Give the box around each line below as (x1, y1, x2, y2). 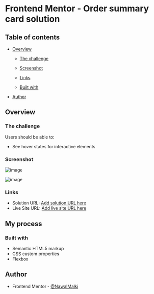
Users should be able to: (5, 134, 55, 140)
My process (5, 220, 42, 228)
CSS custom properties (12, 251, 60, 257)
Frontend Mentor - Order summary (5, 3, 149, 14)
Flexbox (12, 256, 28, 261)
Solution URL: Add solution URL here (12, 200, 87, 206)
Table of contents (5, 33, 60, 41)
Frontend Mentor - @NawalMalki (12, 283, 78, 289)
